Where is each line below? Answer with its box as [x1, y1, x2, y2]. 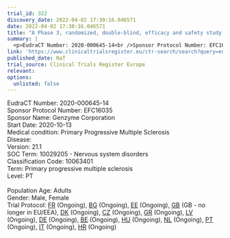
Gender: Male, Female [7, 193, 70, 202]
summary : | [7, 36, 38, 43]
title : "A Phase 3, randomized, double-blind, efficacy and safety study [7, 29, 222, 36]
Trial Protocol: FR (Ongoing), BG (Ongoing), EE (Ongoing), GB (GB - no [7, 201, 206, 209]
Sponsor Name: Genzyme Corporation [7, 114, 115, 122]
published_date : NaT [7, 55, 66, 62]
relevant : [7, 67, 36, 74]
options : [7, 73, 32, 81]
